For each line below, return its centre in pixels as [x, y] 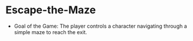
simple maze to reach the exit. [51, 32]
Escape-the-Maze [51, 10]
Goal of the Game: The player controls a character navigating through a [101, 26]
